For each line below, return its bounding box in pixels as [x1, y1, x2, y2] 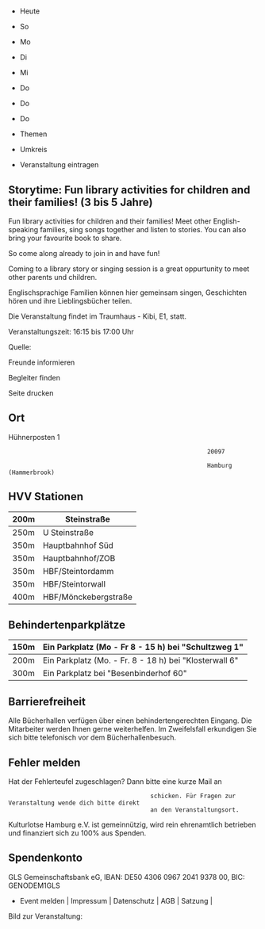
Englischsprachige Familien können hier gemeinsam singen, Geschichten [8, 288, 248, 297]
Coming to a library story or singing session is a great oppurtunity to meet [8, 264, 250, 273]
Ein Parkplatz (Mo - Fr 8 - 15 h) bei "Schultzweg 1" [42, 641, 244, 652]
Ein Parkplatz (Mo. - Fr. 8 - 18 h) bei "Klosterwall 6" [42, 655, 239, 666]
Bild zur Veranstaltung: [8, 911, 83, 921]
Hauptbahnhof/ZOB [42, 552, 116, 564]
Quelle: [8, 342, 32, 351]
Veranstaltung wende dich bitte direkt [8, 799, 140, 807]
